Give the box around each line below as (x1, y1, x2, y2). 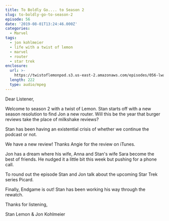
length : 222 (10, 77, 35, 82)
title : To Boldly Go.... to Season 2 (5, 7, 84, 13)
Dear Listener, (5, 96, 34, 102)
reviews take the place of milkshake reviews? (5, 116, 99, 122)
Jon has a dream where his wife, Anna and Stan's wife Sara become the (5, 151, 154, 157)
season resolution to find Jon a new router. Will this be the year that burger (5, 111, 160, 117)
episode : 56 (5, 17, 30, 22)
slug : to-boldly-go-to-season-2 (5, 12, 73, 17)
